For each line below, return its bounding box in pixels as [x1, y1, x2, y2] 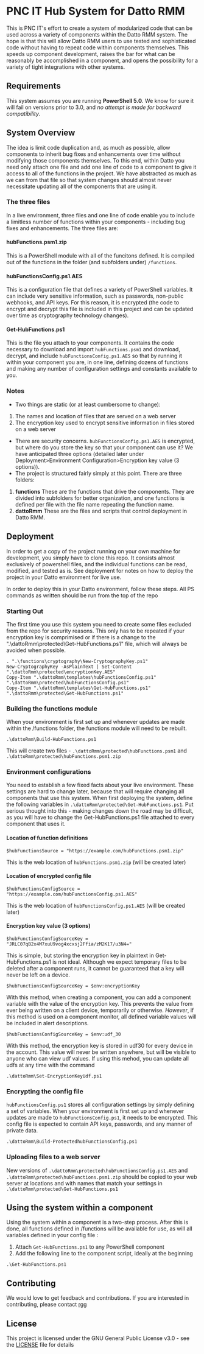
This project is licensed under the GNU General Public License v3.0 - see [6, 1335, 190, 1342]
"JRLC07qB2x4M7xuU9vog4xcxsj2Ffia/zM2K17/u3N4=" [6, 941, 132, 947]
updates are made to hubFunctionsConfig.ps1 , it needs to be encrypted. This [6, 1114, 198, 1121]
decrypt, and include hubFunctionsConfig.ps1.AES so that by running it [6, 352, 183, 360]
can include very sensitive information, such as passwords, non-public [6, 292, 184, 300]
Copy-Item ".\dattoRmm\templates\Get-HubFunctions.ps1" [6, 685, 151, 691]
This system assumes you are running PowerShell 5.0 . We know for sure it [6, 97, 194, 104]
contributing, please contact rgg [6, 1301, 87, 1308]
